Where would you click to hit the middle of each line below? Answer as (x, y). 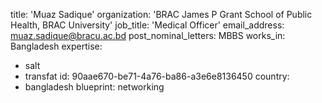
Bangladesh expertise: (56, 46)
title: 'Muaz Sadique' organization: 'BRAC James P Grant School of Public (161, 14)
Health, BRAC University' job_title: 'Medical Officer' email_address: (147, 25)
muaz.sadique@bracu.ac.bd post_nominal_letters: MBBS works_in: (148, 35)
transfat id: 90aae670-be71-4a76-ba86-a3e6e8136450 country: (157, 76)
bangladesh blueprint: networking (94, 87)
